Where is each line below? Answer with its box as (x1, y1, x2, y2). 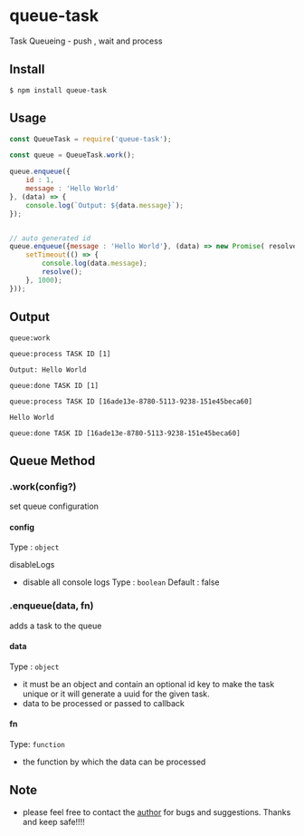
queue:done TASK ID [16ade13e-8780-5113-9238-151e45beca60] (9, 428, 242, 438)
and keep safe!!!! (22, 816, 85, 827)
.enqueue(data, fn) (9, 599, 94, 612)
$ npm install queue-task (9, 85, 107, 95)
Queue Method (9, 452, 96, 468)
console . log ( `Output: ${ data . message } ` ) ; (25, 200, 184, 209)
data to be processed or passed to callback (22, 697, 185, 708)
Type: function (9, 739, 66, 750)
